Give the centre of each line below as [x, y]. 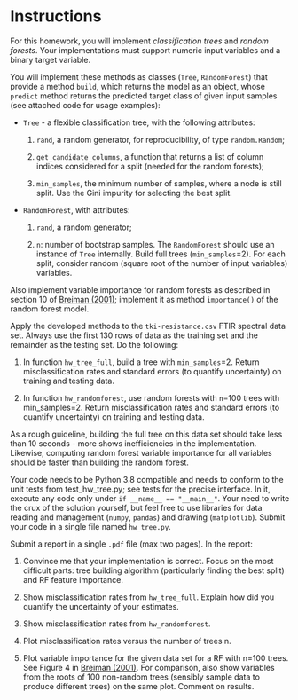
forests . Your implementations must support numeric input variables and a [145, 50]
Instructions [56, 16]
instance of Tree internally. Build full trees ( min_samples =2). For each [161, 254]
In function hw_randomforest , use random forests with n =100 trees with [151, 397]
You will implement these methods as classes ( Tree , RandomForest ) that [139, 76]
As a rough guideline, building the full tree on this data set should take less [146, 434]
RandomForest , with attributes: [77, 209]
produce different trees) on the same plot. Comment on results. [138, 686]
